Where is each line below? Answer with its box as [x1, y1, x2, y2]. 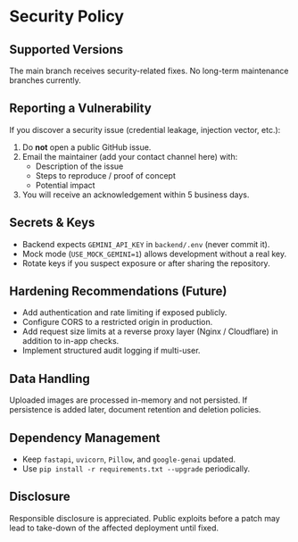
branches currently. [9, 75, 82, 86]
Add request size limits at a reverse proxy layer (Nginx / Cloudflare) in [21, 326, 278, 337]
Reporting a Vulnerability [9, 101, 152, 116]
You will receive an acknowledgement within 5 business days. [21, 189, 250, 200]
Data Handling [9, 371, 91, 386]
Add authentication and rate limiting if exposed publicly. [21, 307, 228, 318]
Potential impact [35, 179, 95, 190]
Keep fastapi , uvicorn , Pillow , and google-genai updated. [21, 454, 236, 465]
